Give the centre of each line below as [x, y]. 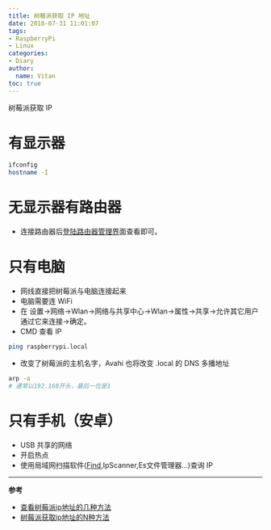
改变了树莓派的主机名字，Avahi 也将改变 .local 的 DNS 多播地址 [125, 363]
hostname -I [28, 173]
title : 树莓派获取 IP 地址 [49, 16]
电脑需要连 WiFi [46, 301]
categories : [28, 53]
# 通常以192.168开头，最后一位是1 [60, 386]
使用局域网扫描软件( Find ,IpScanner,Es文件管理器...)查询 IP [117, 465]
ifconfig [23, 165]
